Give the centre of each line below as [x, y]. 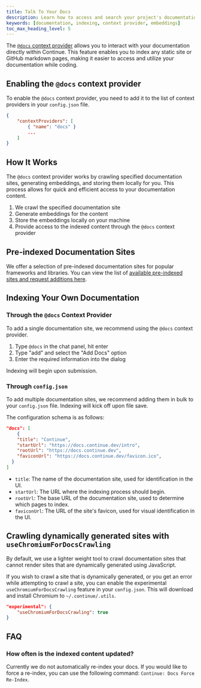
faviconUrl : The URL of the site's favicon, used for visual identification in [105, 511]
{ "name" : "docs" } [52, 127]
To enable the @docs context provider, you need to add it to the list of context [100, 98]
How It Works [32, 162]
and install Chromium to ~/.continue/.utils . [61, 595]
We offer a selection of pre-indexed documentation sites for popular [90, 266]
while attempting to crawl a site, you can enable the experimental [86, 583]
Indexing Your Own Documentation [73, 298]
